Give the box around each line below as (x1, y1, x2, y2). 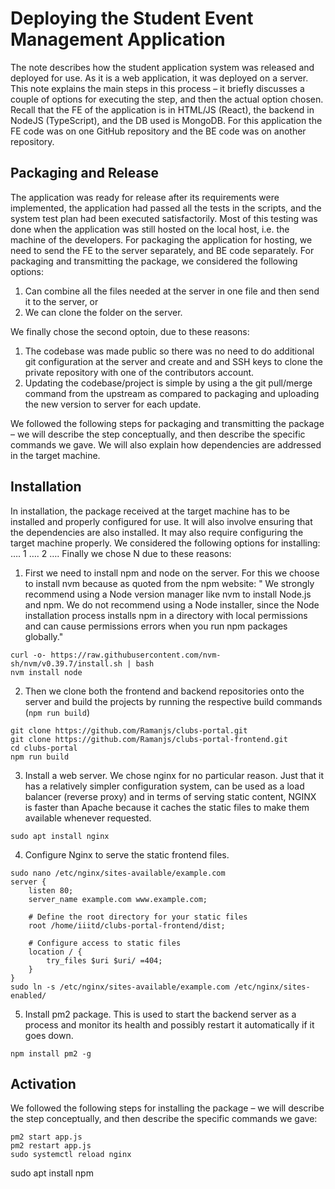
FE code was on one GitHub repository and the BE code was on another (10, 125, 307, 137)
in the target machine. (10, 449, 101, 461)
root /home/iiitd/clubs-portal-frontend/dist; (28, 920, 226, 931)
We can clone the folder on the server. (24, 306, 183, 318)
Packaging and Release (10, 165, 159, 182)
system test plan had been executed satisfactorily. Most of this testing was (10, 212, 318, 224)
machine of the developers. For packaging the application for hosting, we (10, 233, 313, 246)
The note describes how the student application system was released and (10, 61, 315, 73)
